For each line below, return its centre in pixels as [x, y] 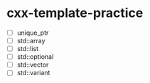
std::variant [33, 73]
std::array [31, 41]
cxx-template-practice [75, 13]
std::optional [35, 57]
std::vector [33, 65]
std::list [28, 49]
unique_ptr [33, 33]
